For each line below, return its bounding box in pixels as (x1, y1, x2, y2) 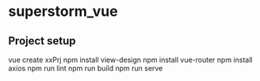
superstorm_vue (8, 2, 118, 21)
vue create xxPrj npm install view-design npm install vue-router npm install (8, 55, 253, 64)
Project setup (8, 34, 77, 48)
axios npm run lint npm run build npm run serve (8, 64, 163, 73)
